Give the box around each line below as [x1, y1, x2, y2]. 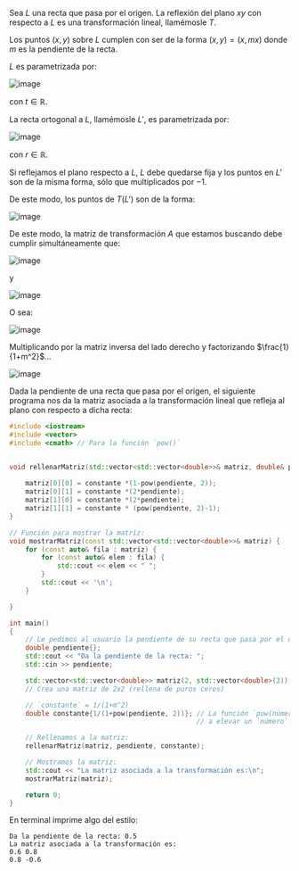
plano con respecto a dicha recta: [9, 405, 133, 415]
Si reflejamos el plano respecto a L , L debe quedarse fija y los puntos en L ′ [9, 167, 283, 178]
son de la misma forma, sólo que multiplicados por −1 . [9, 177, 207, 187]
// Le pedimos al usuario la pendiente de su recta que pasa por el [25, 635, 285, 644]
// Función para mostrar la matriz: [9, 528, 145, 537]
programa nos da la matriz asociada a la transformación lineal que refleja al [9, 395, 285, 405]
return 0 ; [25, 790, 62, 800]
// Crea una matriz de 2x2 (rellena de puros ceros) [25, 684, 225, 693]
